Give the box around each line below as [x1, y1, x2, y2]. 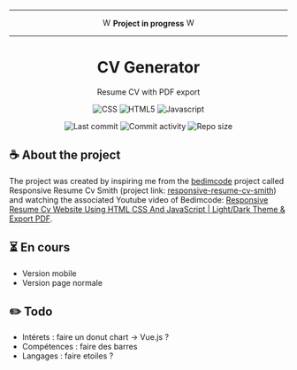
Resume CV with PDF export [96, 86, 201, 97]
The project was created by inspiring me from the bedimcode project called [9, 175, 285, 186]
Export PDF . [9, 213, 53, 224]
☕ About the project [9, 148, 121, 163]
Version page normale [21, 277, 103, 288]
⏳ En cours [9, 240, 71, 255]
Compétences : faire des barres [21, 342, 138, 352]
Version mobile [21, 267, 77, 279]
